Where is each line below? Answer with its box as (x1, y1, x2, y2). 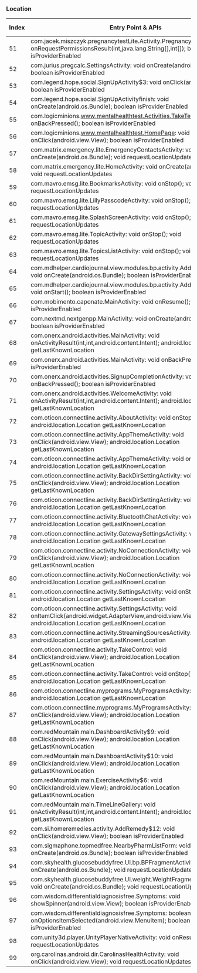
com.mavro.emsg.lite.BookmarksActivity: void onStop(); (30, 180, 184, 188)
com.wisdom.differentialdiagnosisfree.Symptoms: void (30, 892, 181, 900)
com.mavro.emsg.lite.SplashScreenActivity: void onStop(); (30, 213, 192, 221)
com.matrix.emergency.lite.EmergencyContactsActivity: (30, 146, 184, 154)
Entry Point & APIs (109, 23, 162, 32)
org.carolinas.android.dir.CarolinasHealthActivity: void (30, 950, 179, 958)
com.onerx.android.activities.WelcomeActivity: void (30, 389, 172, 398)
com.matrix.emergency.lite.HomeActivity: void (30, 163, 158, 171)
